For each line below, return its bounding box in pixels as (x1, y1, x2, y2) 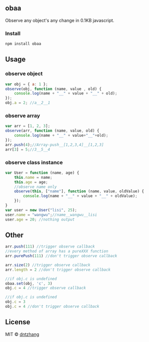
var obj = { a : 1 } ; (5, 81, 48, 87)
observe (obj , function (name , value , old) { (5, 86, 101, 91)
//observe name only (14, 184, 57, 189)
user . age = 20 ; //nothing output (5, 217, 75, 222)
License (5, 318, 30, 326)
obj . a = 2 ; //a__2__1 (5, 100, 50, 105)
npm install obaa (5, 41, 41, 47)
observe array (5, 112, 40, 119)
